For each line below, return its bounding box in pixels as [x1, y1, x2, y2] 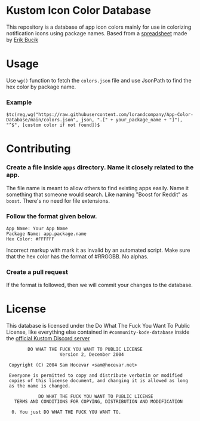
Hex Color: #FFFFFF [6, 236, 55, 242]
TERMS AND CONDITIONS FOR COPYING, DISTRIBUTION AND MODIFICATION [14, 399, 183, 405]
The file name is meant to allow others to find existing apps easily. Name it [6, 184, 189, 191]
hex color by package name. [6, 83, 76, 90]
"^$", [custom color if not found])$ [6, 122, 100, 129]
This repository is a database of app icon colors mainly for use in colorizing [6, 23, 192, 30]
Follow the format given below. [6, 212, 97, 220]
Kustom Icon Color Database [6, 4, 151, 17]
